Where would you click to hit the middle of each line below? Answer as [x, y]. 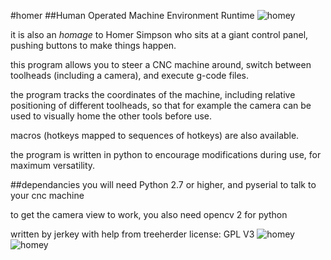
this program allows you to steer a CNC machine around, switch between [161, 64]
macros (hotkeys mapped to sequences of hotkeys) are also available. [155, 135]
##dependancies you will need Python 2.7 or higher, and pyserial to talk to [163, 184]
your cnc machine [47, 195]
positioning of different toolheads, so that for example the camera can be [161, 105]
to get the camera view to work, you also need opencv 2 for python [149, 214]
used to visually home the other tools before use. [111, 116]
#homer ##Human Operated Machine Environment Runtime [132, 15]
